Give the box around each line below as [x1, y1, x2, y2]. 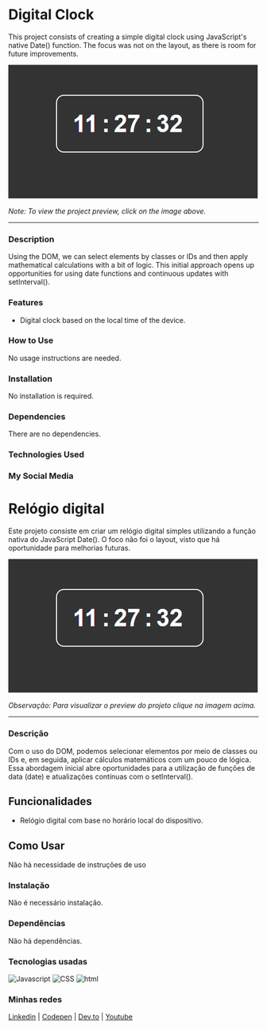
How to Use [8, 335, 54, 346]
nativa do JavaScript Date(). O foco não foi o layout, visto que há [8, 535, 220, 544]
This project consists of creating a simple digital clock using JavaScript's [8, 32, 247, 41]
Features [8, 297, 44, 308]
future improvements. [8, 49, 79, 58]
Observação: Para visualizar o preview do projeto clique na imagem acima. [8, 701, 257, 710]
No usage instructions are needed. [8, 353, 122, 363]
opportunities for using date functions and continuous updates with [8, 269, 229, 278]
